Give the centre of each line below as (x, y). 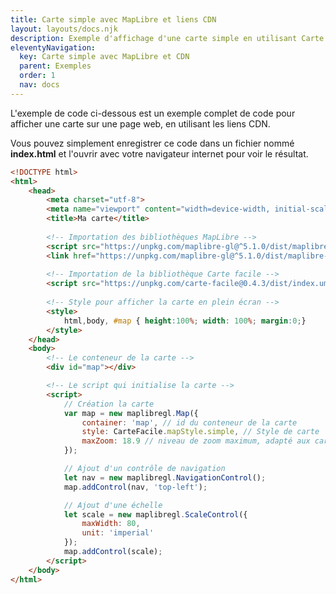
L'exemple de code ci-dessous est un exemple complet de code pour (153, 113)
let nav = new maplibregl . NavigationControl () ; (165, 477)
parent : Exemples (55, 66)
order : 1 (37, 76)
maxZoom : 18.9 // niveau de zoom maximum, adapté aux (196, 441)
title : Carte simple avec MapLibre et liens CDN (113, 19)
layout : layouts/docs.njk (64, 29)
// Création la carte (109, 404)
